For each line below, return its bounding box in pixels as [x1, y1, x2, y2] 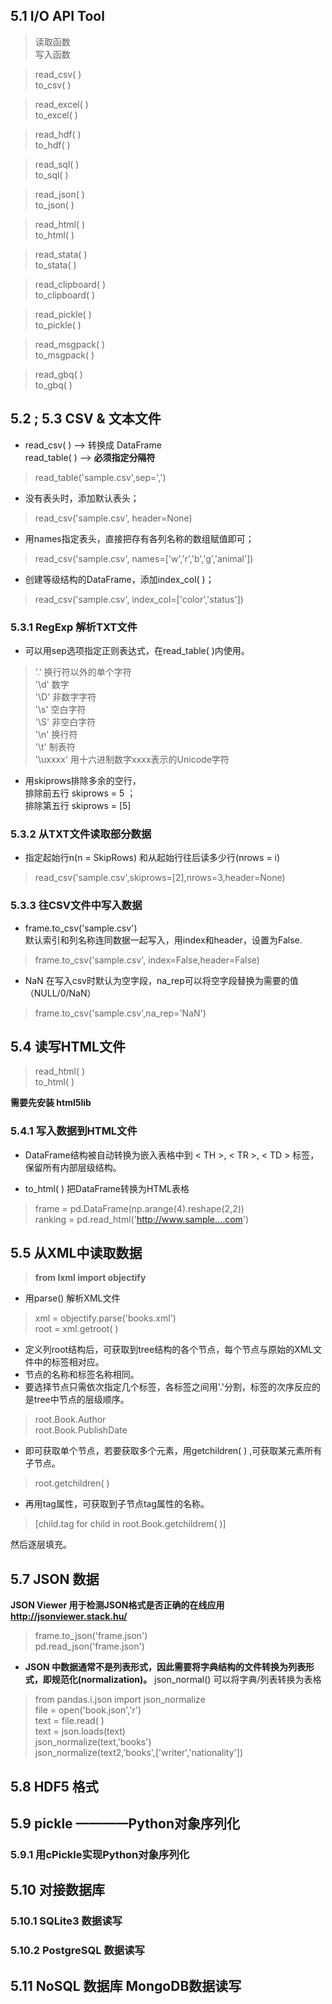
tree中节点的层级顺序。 [33, 1394, 130, 1406]
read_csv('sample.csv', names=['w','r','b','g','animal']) [34, 552, 254, 564]
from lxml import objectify [34, 1272, 147, 1284]
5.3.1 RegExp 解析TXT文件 [10, 620, 138, 634]
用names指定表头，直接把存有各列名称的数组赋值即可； [24, 532, 255, 544]
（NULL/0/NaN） [24, 987, 97, 999]
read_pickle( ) [34, 308, 92, 320]
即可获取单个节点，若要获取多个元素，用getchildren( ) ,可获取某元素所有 [24, 1445, 323, 1457]
